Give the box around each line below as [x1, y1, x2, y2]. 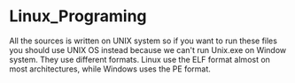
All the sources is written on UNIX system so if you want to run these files [9, 35, 277, 46]
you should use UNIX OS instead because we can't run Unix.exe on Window [9, 44, 287, 55]
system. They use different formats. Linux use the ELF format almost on [9, 54, 270, 64]
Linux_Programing [9, 6, 148, 26]
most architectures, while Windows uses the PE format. [9, 64, 211, 74]
